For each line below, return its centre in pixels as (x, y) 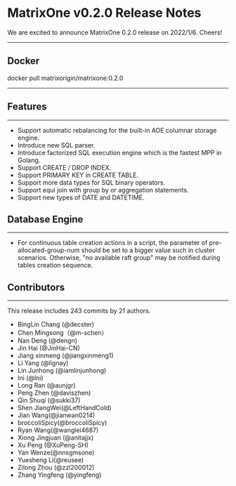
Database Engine (45, 219)
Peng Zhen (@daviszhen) (54, 393)
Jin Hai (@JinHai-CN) (49, 348)
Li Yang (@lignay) (43, 363)
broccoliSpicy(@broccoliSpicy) (62, 423)
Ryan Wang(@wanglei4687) (58, 431)
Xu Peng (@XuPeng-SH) (53, 445)
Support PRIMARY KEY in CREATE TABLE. (78, 175)
